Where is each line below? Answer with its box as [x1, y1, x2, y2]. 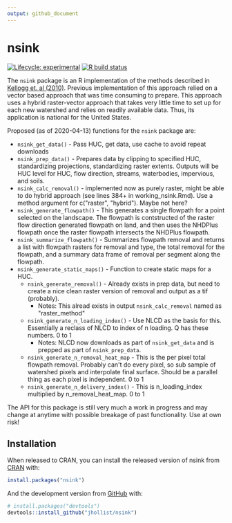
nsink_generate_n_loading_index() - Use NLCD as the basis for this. [27, 316, 222, 324]
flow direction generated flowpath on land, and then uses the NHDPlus [17, 221, 219, 229]
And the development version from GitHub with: [7, 489, 143, 498]
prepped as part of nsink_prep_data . [37, 345, 142, 354]
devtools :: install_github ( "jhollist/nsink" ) [7, 509, 137, 516]
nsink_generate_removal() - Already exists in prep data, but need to [27, 279, 220, 288]
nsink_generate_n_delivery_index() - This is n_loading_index [27, 382, 202, 391]
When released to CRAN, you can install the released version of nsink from [7, 456, 220, 464]
